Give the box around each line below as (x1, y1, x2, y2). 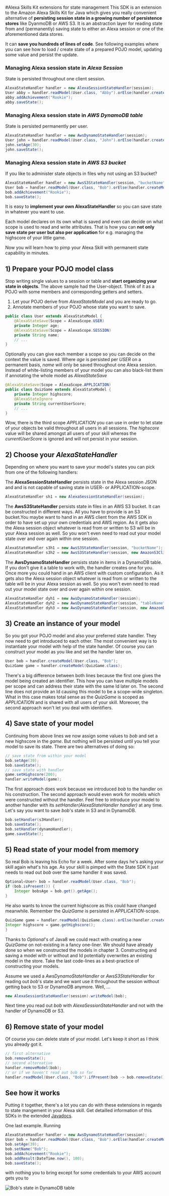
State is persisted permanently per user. (5, 123, 89, 129)
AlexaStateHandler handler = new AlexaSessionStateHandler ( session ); (5, 85, 154, 91)
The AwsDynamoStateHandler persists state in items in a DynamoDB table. (5, 559, 162, 565)
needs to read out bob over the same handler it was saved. (5, 869, 127, 875)
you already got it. (5, 1041, 43, 1047)
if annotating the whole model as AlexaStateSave (5, 373, 107, 379)
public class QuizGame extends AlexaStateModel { (5, 387, 112, 392)
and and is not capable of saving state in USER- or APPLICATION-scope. (5, 484, 156, 491)
